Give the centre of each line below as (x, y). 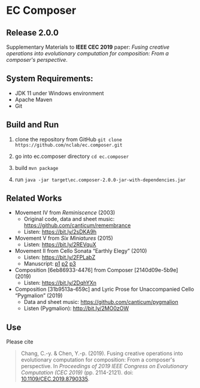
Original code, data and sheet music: (69, 219)
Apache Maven (34, 99)
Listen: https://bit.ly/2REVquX (60, 244)
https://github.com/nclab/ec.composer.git (69, 145)
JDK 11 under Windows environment (59, 93)
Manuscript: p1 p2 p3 (50, 264)
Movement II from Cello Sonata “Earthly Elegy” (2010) (81, 251)
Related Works (34, 199)
